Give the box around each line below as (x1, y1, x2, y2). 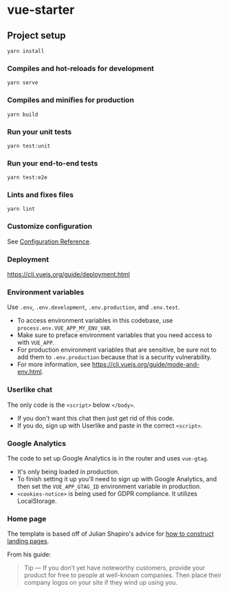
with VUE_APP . (17, 339, 55, 347)
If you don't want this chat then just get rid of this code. (17, 414, 175, 422)
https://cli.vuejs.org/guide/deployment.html (7, 270, 131, 279)
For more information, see (17, 361, 91, 369)
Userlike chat (7, 385, 53, 394)
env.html (17, 368, 42, 376)
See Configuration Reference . (7, 237, 91, 245)
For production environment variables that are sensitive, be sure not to (17, 345, 217, 354)
